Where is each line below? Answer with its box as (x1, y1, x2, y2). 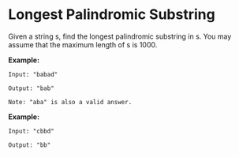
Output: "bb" (8, 140, 51, 149)
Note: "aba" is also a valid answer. (8, 98, 133, 106)
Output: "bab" (8, 84, 55, 92)
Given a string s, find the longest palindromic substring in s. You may (8, 32, 232, 41)
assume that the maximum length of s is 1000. (8, 39, 158, 49)
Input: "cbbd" (8, 127, 55, 135)
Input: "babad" (8, 70, 58, 78)
